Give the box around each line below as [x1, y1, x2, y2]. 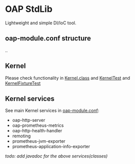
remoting [12, 133, 31, 139]
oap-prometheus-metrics [12, 122, 64, 128]
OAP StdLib [5, 3, 53, 15]
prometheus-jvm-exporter [12, 138, 66, 144]
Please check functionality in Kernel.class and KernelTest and [5, 75, 131, 81]
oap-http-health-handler [12, 128, 63, 134]
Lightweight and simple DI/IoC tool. [5, 20, 76, 26]
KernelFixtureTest [5, 80, 41, 86]
